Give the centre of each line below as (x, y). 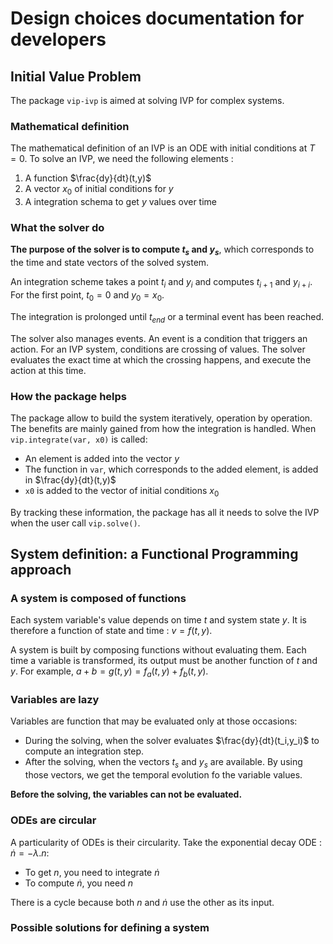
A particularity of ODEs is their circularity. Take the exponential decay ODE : (166, 842)
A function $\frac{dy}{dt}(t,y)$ (88, 178)
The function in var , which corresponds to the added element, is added (171, 469)
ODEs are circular (53, 820)
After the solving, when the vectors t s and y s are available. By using (163, 763)
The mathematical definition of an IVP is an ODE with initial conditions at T (163, 148)
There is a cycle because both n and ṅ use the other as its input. (142, 902)
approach (41, 570)
